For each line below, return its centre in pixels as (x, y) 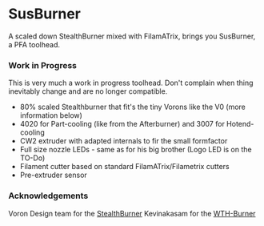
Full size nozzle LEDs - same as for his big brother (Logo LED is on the (136, 150)
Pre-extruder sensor (54, 175)
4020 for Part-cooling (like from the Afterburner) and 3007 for (122, 124)
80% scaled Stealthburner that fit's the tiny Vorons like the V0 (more (132, 107)
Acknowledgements (48, 196)
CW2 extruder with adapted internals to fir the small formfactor (124, 141)
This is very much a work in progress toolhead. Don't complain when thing (131, 83)
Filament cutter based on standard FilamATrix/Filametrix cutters (124, 167)
